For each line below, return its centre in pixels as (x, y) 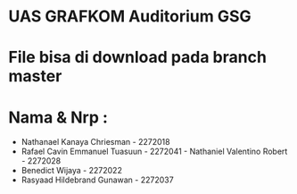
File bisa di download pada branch (137, 58)
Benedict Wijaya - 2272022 (71, 171)
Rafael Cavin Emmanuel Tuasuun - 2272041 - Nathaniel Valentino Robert (154, 152)
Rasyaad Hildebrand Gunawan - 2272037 (98, 180)
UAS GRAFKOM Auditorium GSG (130, 17)
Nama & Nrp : (58, 117)
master (35, 76)
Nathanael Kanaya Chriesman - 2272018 (95, 142)
